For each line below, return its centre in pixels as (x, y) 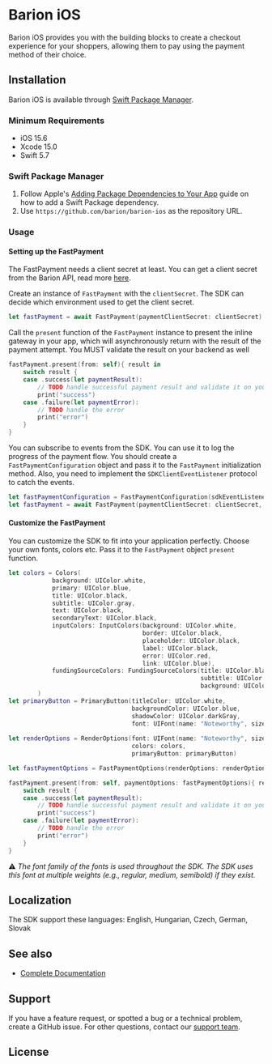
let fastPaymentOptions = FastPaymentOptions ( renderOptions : (114, 768)
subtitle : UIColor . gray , (93, 603)
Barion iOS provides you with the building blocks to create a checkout (125, 37)
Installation (37, 80)
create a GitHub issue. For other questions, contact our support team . (124, 1027)
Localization (40, 900)
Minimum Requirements (57, 121)
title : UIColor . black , (90, 596)
